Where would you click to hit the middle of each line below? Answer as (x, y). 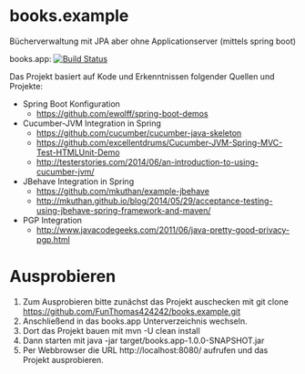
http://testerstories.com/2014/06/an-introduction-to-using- (147, 161)
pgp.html (53, 239)
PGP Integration (52, 220)
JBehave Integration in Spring (78, 181)
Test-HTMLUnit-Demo (78, 152)
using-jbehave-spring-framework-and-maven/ (123, 210)
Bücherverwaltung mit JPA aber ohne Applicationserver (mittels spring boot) (153, 41)
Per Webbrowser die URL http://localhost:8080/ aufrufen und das (145, 350)
